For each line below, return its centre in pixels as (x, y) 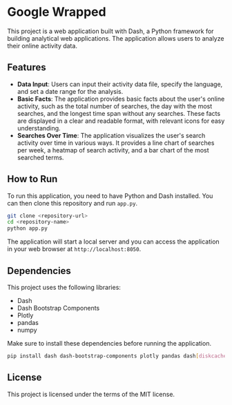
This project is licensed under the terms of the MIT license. (91, 394)
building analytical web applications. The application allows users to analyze (116, 38)
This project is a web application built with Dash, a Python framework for (110, 31)
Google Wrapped (57, 12)
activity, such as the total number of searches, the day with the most (115, 106)
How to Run (32, 179)
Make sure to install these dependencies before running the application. (109, 343)
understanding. (39, 128)
